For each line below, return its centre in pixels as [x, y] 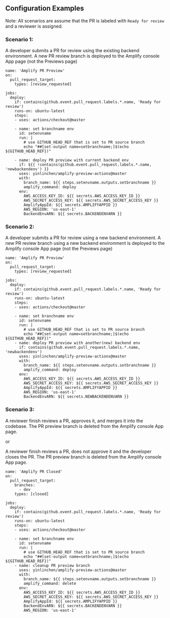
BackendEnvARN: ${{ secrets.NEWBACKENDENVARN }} [76, 397]
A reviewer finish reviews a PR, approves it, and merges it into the [74, 421]
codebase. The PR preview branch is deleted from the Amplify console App [84, 426]
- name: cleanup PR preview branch [52, 565]
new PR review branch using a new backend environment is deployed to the [85, 243]
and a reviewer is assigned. [34, 26]
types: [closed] [32, 494]
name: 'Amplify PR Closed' [34, 472]
